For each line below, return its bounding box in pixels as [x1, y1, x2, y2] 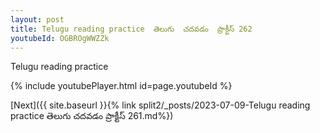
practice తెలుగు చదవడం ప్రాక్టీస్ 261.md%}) [10, 110, 174, 122]
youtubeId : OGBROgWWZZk [10, 33, 110, 43]
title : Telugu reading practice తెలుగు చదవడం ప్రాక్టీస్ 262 [10, 24, 253, 34]
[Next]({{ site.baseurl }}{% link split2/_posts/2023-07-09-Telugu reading [10, 99, 311, 111]
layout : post [10, 14, 65, 25]
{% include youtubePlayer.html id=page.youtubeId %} [10, 80, 233, 92]
